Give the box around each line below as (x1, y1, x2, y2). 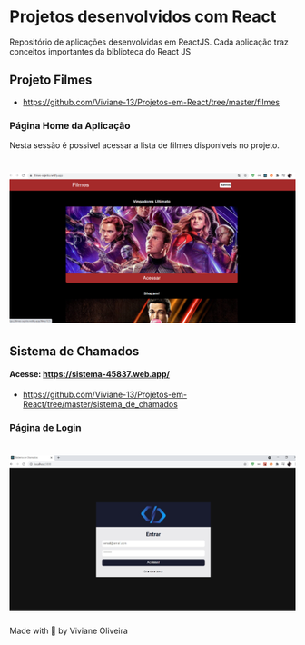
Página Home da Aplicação (9, 119, 131, 132)
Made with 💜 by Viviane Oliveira (9, 625, 129, 636)
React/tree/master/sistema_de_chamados (22, 398, 179, 410)
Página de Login (9, 421, 82, 433)
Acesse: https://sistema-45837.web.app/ (9, 369, 171, 380)
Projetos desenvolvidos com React (9, 6, 277, 27)
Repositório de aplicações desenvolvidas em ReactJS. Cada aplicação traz (9, 36, 289, 47)
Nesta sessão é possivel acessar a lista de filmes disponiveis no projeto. (9, 140, 280, 151)
